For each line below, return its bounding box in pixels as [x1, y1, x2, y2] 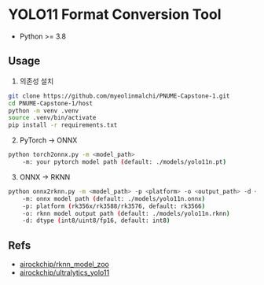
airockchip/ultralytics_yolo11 [19, 268, 110, 277]
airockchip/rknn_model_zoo [19, 260, 110, 269]
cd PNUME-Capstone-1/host [8, 99, 93, 107]
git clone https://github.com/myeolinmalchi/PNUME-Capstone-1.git [8, 92, 230, 100]
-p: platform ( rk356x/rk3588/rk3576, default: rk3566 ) [22, 202, 206, 210]
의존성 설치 [19, 76, 54, 86]
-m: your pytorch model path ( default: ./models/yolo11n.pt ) [22, 158, 226, 166]
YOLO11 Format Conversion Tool [8, 6, 222, 24]
